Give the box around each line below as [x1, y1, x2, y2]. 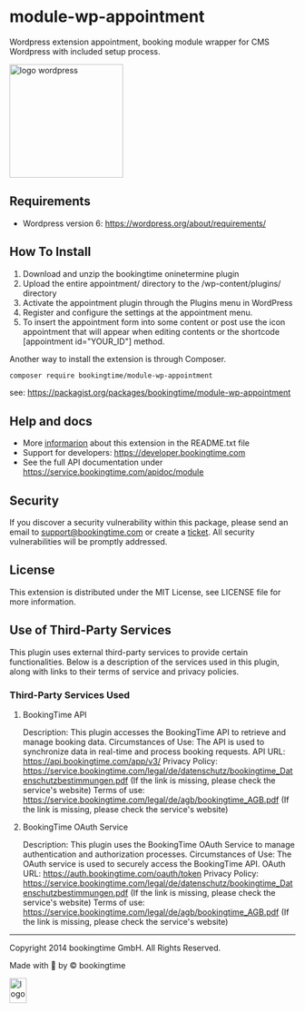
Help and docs [9, 413, 93, 428]
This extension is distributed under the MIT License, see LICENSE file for [9, 586, 281, 597]
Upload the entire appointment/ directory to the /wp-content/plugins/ [22, 278, 281, 289]
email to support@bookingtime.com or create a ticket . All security [9, 526, 255, 537]
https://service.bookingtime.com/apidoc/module [22, 467, 204, 477]
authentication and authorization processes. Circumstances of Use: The [22, 849, 292, 860]
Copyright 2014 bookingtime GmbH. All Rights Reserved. [9, 942, 221, 953]
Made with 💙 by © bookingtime [9, 959, 126, 970]
